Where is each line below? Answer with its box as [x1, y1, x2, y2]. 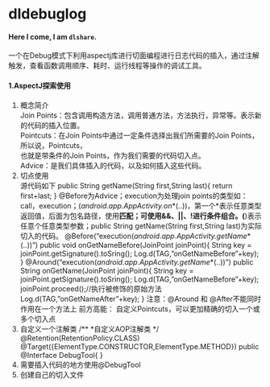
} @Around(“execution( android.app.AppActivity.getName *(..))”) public [19, 257, 254, 266]
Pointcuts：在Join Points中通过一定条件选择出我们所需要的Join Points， [19, 130, 260, 140]
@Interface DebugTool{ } [19, 350, 103, 360]
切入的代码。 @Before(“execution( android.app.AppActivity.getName [19, 231, 247, 241]
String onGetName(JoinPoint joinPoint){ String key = [19, 266, 194, 275]
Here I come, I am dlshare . [8, 31, 97, 41]
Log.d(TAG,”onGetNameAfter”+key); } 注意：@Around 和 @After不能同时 [19, 294, 262, 303]
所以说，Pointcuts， [19, 140, 87, 150]
